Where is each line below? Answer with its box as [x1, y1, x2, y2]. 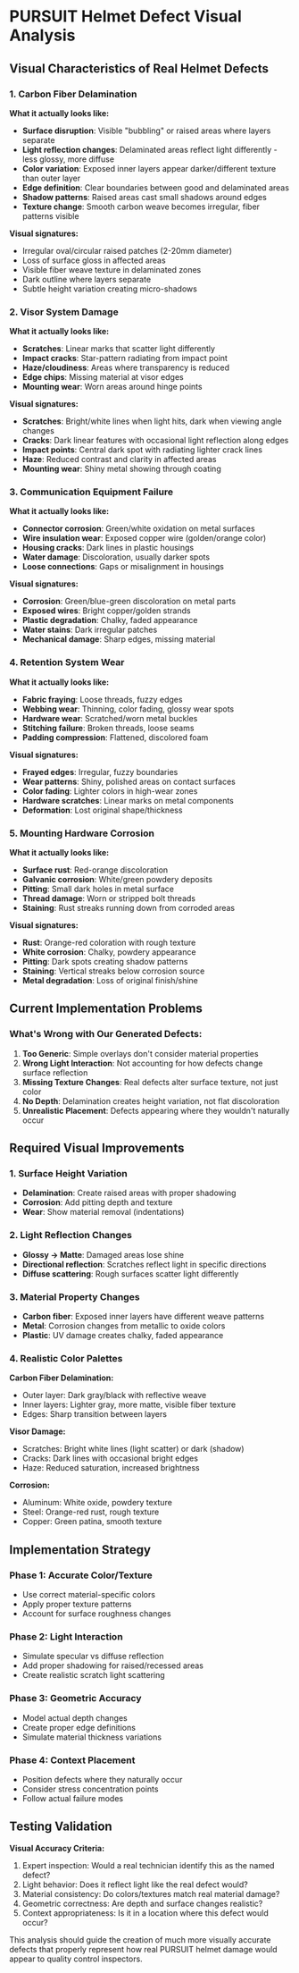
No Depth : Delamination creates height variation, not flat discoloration [21, 1095, 280, 1106]
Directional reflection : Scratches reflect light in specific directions [21, 1259, 267, 1269]
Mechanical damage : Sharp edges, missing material [21, 634, 216, 645]
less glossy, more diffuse [21, 154, 114, 164]
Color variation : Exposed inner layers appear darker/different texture [21, 163, 277, 173]
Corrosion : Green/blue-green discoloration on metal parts [21, 596, 237, 607]
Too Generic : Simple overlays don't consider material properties [21, 1048, 259, 1058]
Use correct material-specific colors [21, 1589, 156, 1600]
